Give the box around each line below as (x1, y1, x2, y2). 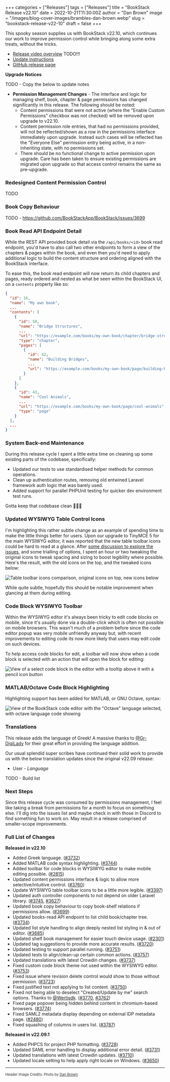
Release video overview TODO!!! (12, 51, 80, 57)
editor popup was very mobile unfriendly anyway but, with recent (5, 630, 142, 637)
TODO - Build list (5, 775, 40, 781)
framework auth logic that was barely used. (12, 482, 103, 489)
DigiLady (5, 740, 24, 747)
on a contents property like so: (5, 281, 69, 287)
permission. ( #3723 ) (12, 979, 56, 985)
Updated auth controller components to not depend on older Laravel (12, 892, 155, 899)
